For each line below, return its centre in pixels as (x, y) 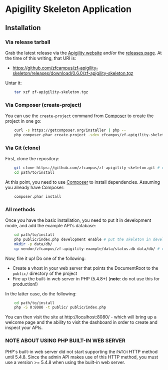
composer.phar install (38, 196)
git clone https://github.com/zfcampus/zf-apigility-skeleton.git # (87, 168)
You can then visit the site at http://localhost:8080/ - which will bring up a (81, 317)
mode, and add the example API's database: (51, 226)
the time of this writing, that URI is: (41, 58)
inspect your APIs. (24, 328)
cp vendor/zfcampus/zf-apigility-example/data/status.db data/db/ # (87, 249)
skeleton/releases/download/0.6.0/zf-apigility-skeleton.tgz (73, 73)
